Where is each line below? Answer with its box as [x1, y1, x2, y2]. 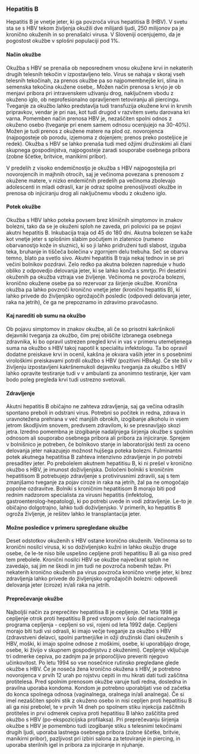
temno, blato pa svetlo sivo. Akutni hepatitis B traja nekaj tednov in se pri [6, 254, 184, 261]
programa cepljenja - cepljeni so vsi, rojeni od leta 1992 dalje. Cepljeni [6, 621, 178, 628]
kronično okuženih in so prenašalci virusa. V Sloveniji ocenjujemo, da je [6, 31, 181, 38]
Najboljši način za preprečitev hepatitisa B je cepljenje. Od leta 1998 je [6, 608, 178, 615]
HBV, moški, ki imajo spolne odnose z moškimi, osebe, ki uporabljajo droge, [6, 640, 191, 647]
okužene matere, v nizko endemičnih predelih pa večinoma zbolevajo [6, 177, 176, 184]
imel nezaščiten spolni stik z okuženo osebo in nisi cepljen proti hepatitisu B [6, 697, 192, 704]
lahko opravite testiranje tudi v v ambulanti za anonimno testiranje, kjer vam [6, 370, 191, 377]
